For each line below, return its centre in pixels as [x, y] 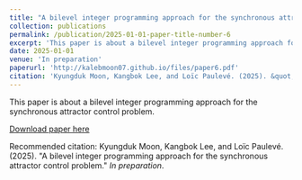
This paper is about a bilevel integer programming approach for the [133, 102]
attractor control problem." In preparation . [87, 165]
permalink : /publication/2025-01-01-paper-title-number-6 [120, 34]
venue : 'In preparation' [56, 59]
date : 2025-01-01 [42, 51]
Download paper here [49, 129]
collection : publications [58, 26]
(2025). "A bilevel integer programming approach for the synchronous [138, 156]
